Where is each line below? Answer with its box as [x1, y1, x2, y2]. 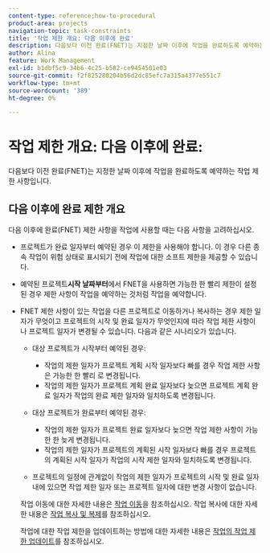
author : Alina [8, 49, 56, 57]
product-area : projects [8, 19, 88, 27]
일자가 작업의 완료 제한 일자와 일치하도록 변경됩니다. [52, 391, 216, 400]
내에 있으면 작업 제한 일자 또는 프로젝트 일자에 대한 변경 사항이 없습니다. [31, 482, 257, 491]
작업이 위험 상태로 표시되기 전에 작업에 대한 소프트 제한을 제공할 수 [28, 252, 237, 261]
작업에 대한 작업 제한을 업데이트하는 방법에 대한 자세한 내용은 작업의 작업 [19, 526, 247, 535]
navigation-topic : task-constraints [8, 27, 131, 35]
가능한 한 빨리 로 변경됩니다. [52, 371, 141, 380]
